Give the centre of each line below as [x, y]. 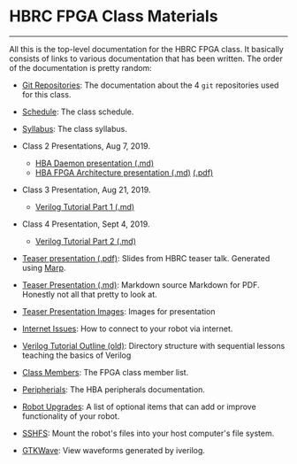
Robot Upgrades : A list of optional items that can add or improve [139, 406]
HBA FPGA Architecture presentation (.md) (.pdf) [124, 172]
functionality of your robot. [71, 416]
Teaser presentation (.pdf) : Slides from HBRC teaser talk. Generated [146, 258]
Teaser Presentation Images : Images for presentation [118, 311]
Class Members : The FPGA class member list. [105, 372]
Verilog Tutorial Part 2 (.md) [86, 241]
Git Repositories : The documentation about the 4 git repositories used [150, 85]
